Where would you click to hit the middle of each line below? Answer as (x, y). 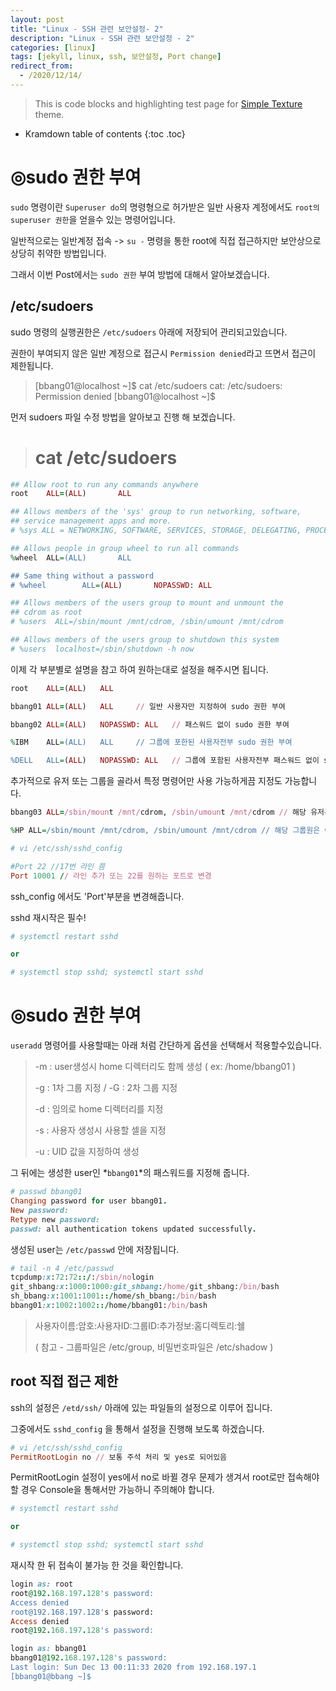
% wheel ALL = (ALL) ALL (71, 557)
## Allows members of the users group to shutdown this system (145, 640)
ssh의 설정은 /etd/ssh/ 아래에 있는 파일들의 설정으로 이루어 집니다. (141, 1407)
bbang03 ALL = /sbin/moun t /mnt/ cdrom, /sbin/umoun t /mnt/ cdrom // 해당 (158, 812)
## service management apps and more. (91, 521)
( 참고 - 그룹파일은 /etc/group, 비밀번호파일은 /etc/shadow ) (154, 1347)
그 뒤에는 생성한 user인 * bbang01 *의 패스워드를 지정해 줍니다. (130, 1173)
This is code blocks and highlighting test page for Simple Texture (168, 103)
